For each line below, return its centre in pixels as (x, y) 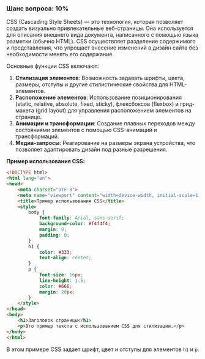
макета (25, 111)
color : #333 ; (55, 252)
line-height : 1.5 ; (62, 280)
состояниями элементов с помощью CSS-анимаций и (86, 130)
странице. (28, 117)
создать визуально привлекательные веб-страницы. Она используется (100, 28)
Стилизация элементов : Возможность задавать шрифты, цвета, (100, 78)
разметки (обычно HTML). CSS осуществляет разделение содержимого (101, 42)
